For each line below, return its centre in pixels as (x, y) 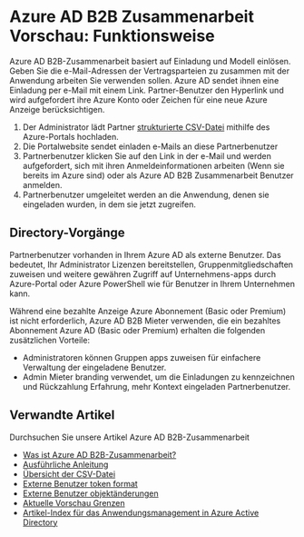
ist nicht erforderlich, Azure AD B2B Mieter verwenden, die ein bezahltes (145, 321)
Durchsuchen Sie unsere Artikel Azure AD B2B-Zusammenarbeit (129, 437)
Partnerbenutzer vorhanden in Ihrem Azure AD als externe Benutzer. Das (145, 254)
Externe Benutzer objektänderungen (90, 493)
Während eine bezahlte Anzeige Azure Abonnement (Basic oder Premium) (148, 311)
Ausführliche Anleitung (65, 464)
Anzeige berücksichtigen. (57, 109)
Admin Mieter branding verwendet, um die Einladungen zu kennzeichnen (158, 377)
